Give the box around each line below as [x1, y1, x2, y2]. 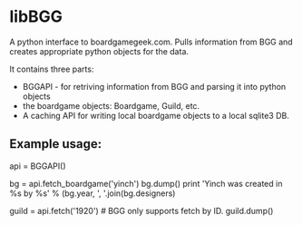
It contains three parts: [9, 64, 94, 74]
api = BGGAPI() [9, 161, 66, 171]
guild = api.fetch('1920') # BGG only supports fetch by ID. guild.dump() [9, 205, 274, 216]
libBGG [9, 6, 63, 27]
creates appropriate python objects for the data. [9, 45, 189, 56]
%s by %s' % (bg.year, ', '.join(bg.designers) [9, 188, 176, 199]
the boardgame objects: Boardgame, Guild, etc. [22, 100, 200, 111]
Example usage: [9, 136, 102, 152]
